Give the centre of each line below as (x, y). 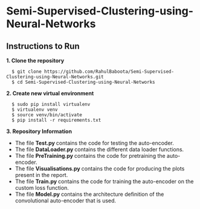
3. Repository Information (39, 131)
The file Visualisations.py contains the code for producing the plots (100, 169)
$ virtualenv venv (35, 110)
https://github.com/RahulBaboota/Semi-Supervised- (109, 72)
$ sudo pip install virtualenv (51, 104)
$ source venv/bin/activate (47, 115)
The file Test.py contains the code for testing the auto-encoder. (94, 143)
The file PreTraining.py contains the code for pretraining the (90, 156)
